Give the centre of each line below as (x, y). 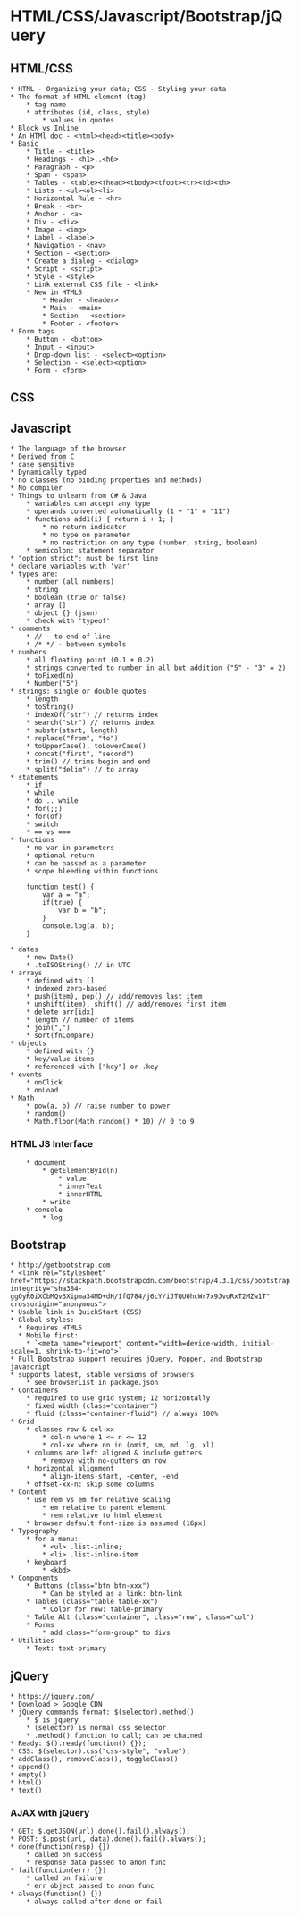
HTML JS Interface (52, 1144)
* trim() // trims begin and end (88, 762)
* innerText (80, 1186)
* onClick (45, 1083)
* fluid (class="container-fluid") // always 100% (122, 1414)
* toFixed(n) (50, 676)
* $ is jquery (52, 1720)
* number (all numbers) (71, 582)
